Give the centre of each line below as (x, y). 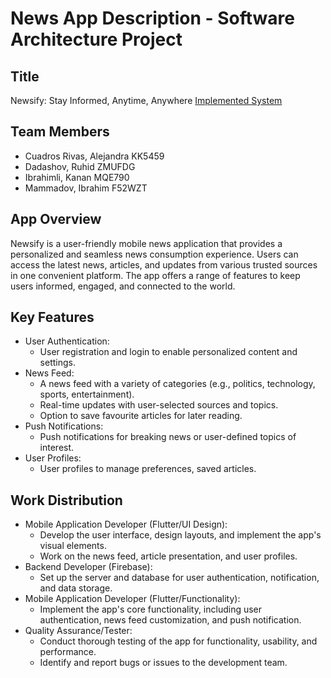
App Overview (56, 219)
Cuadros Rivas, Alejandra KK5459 (94, 156)
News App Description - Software (152, 18)
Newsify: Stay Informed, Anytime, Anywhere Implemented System (146, 100)
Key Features (52, 317)
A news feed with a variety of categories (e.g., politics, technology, (177, 384)
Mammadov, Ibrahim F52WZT (86, 188)
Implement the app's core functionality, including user (151, 609)
